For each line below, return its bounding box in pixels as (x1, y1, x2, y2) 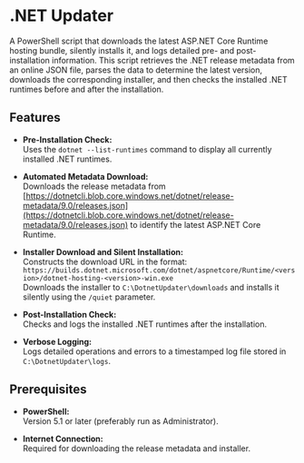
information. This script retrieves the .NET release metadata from (51, 54, 295, 65)
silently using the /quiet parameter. (22, 291, 156, 302)
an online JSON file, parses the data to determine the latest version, (9, 64, 263, 75)
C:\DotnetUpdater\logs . (22, 355, 112, 366)
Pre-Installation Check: (22, 133, 113, 145)
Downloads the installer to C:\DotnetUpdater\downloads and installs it (22, 281, 279, 292)
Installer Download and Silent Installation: (22, 246, 184, 257)
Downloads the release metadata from (22, 181, 166, 192)
